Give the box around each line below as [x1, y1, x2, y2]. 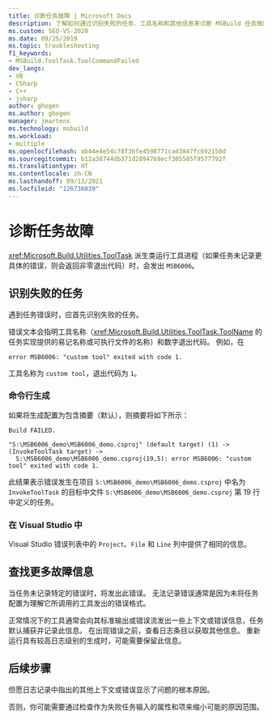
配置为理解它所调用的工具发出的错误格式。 [8, 598, 151, 607]
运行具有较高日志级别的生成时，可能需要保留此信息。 [8, 636, 186, 645]
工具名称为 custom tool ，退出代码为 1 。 [8, 368, 142, 378]
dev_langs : [8, 65, 45, 73]
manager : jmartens [8, 117, 70, 125]
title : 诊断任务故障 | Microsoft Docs [8, 11, 132, 20]
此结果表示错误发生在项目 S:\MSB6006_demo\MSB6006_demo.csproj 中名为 [8, 476, 246, 486]
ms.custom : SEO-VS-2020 [8, 27, 89, 35]
